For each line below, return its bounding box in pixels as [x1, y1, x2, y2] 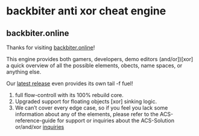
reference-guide [14, 117, 56, 124]
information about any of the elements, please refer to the [14, 111, 159, 117]
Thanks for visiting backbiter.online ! [6, 44, 95, 51]
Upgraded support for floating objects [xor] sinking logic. [14, 98, 157, 105]
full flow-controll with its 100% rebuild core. [14, 92, 124, 98]
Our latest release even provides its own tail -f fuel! [6, 80, 133, 87]
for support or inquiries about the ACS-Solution [57, 117, 175, 124]
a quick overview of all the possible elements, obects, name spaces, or [6, 62, 183, 69]
